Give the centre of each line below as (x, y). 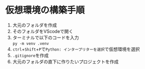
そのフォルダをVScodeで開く (43, 31)
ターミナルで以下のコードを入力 (46, 37)
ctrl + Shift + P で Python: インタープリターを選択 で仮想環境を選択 (76, 49)
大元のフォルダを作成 (34, 25)
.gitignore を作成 (30, 55)
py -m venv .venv (31, 43)
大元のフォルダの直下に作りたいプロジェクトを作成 (65, 61)
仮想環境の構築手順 (45, 10)
